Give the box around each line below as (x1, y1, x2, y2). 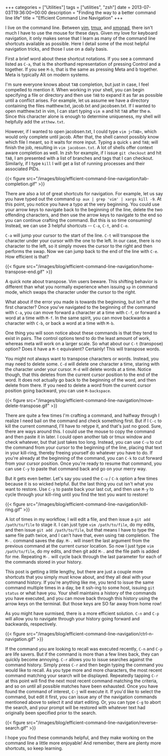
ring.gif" (5, 507, 23, 513)
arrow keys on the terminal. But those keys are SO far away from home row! (5, 601, 162, 606)
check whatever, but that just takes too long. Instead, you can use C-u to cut (5, 439, 162, 445)
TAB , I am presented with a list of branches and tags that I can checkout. (5, 155, 154, 161)
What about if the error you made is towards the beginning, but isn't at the (5, 299, 158, 305)
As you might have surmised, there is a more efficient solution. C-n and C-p (5, 610, 159, 616)
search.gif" (5, 725, 29, 731)
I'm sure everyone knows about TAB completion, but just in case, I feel (5, 81, 149, 87)
